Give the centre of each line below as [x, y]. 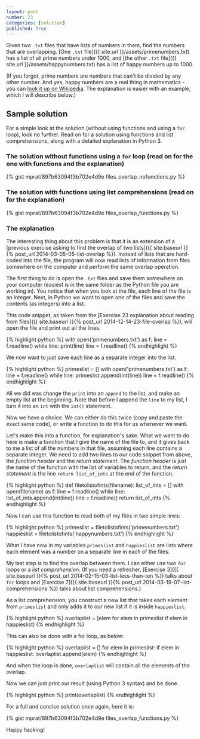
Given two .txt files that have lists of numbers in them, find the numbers [96, 45]
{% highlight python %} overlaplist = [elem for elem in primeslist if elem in [97, 618]
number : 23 [20, 17]
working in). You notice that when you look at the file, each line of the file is [99, 291]
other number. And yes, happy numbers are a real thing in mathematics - [96, 82]
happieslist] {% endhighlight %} [45, 624]
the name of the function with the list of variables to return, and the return [97, 467]
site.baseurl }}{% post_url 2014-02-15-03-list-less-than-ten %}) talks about [99, 576]
